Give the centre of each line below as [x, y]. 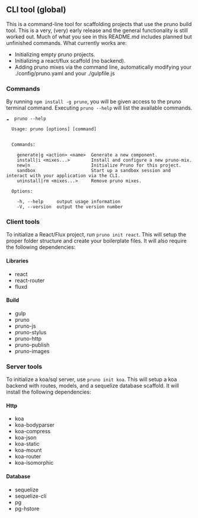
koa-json [25, 437]
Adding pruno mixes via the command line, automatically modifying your [103, 67]
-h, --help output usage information [68, 202]
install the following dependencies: [49, 392]
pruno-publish [32, 345]
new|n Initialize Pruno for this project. [99, 165]
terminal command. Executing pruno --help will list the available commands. [99, 108]
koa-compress [33, 431]
